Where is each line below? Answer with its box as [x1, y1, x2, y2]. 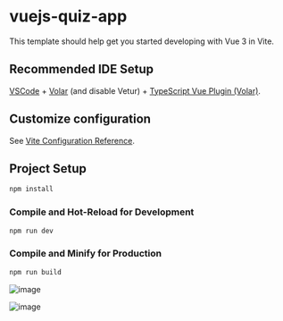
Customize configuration [9, 112, 152, 127]
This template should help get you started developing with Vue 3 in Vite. [9, 36, 275, 46]
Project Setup [9, 161, 87, 176]
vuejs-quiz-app [9, 6, 128, 27]
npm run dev [9, 226, 54, 235]
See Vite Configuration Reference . [9, 135, 136, 146]
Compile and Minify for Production [9, 248, 162, 260]
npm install [9, 185, 54, 194]
